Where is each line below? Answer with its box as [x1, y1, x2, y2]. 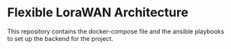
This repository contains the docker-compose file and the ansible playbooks [7, 27, 225, 35]
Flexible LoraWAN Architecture [7, 5, 189, 20]
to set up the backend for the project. [7, 34, 113, 42]
